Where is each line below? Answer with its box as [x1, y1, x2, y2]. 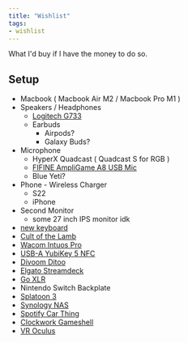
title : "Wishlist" [8, 11, 70, 20]
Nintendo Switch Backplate [19, 283, 111, 293]
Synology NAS [19, 300, 69, 310]
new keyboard [19, 223, 69, 233]
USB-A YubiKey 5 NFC [19, 248, 96, 259]
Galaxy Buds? [44, 137, 91, 146]
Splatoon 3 [19, 292, 57, 302]
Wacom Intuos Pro [19, 240, 83, 250]
